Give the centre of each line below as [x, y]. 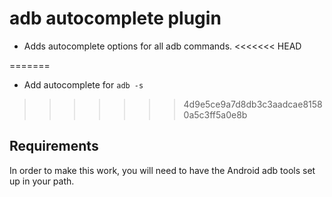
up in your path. [42, 181]
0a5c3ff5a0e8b [215, 114]
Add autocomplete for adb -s [83, 84]
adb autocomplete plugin [115, 18]
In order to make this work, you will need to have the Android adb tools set [162, 170]
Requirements [54, 146]
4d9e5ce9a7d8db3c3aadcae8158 [253, 104]
